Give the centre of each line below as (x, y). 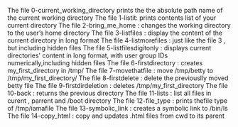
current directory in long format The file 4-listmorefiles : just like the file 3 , (117, 40)
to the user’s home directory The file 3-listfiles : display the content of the (115, 33)
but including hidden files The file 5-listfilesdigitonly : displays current (109, 48)
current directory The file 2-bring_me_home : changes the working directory (119, 25)
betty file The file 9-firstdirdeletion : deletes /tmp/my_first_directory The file (118, 85)
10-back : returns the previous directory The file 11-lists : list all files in (109, 93)
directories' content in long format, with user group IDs (88, 55)
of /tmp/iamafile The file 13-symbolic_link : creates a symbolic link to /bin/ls (118, 108)
